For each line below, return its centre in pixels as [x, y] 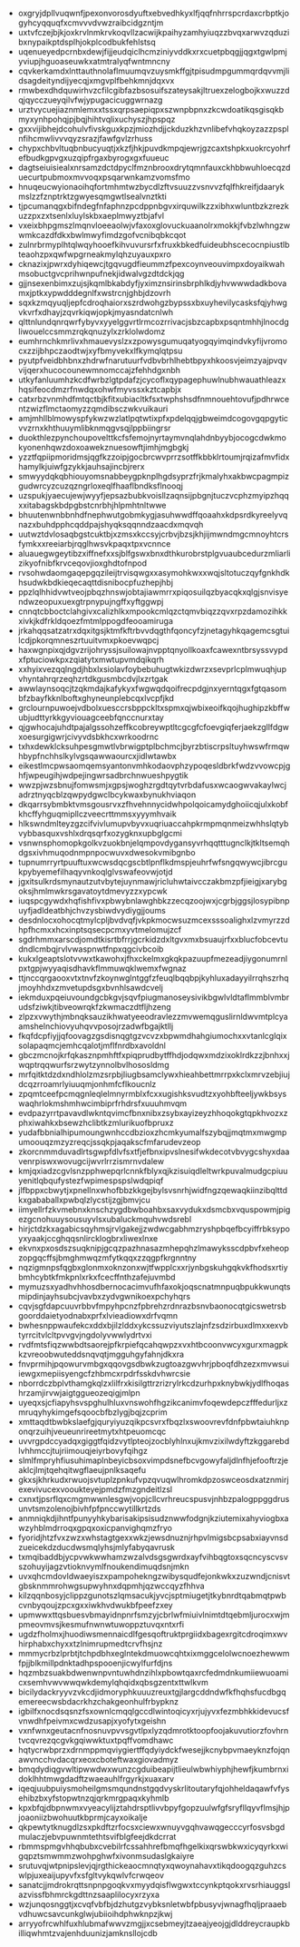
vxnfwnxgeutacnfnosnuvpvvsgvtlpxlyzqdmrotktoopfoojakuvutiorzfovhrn [153, 1730]
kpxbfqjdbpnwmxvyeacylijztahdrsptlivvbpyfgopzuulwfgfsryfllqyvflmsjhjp [154, 1808]
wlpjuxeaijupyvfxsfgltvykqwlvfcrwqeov [91, 1875]
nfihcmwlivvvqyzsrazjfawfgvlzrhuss [85, 138]
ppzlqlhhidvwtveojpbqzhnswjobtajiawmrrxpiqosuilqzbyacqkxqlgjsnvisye [153, 592]
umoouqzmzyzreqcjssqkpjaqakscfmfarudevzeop [109, 1142]
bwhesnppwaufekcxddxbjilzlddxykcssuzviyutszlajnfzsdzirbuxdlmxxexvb [153, 1325]
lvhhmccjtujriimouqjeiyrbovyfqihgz [82, 1451]
